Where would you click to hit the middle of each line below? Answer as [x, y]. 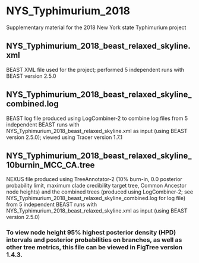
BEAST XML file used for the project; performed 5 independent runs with [95, 69]
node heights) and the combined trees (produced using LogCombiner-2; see [100, 192]
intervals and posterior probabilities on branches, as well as [94, 240]
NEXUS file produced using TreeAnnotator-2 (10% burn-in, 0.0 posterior [94, 179]
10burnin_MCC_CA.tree [50, 165]
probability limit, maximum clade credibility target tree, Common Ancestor [97, 186]
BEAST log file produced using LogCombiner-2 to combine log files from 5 [97, 118]
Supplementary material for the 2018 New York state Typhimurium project [96, 27]
